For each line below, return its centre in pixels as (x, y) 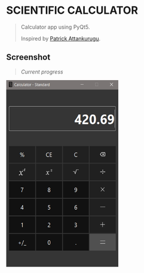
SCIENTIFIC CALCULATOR (72, 10)
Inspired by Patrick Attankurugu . (60, 38)
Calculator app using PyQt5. (55, 27)
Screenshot (28, 57)
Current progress (42, 72)
